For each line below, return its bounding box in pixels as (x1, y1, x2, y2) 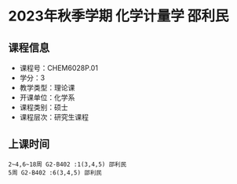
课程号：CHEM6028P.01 (19, 64, 98, 72)
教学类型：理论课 (19, 83, 75, 92)
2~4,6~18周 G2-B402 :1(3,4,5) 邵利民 (8, 160, 127, 168)
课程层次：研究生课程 (19, 112, 89, 122)
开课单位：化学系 (19, 93, 75, 102)
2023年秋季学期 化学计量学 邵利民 (8, 7, 229, 25)
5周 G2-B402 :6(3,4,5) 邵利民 (8, 168, 102, 177)
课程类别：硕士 (19, 103, 68, 112)
